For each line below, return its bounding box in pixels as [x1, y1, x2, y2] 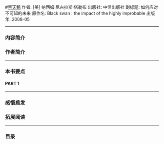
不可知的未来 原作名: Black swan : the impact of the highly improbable [5, 10, 145, 16]
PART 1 [5, 80, 20, 86]
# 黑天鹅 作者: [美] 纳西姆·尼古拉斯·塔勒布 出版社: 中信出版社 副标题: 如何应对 [5, 4, 158, 10]
